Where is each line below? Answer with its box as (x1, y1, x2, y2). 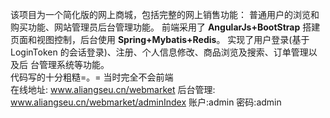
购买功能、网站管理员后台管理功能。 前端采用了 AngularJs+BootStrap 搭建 (10, 21, 321, 33)
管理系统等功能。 (38, 59, 110, 70)
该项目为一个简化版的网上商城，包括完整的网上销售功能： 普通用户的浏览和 (10, 9, 320, 20)
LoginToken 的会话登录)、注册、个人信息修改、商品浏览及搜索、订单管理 (10, 46, 309, 58)
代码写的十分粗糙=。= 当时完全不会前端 (10, 71, 174, 83)
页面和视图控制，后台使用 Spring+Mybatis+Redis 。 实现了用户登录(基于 (10, 34, 310, 45)
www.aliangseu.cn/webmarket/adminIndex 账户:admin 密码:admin (10, 96, 282, 108)
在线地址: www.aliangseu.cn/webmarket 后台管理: (10, 84, 216, 95)
